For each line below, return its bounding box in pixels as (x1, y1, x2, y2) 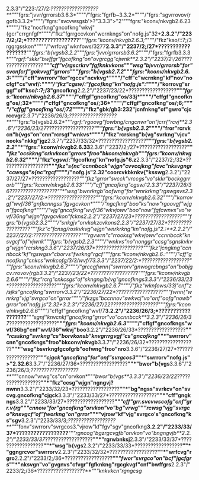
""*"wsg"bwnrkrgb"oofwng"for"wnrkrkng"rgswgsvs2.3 (57, 188, 193, 194)
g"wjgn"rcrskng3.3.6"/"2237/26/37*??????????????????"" (6, 244, 148, 251)
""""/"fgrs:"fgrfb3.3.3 (138, 49, 191, 56)
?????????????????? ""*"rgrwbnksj (44, 436, 130, 443)
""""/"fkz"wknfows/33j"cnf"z (120, 282, 192, 289)
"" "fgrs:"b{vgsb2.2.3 (43, 238, 95, 245)
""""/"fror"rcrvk (149, 124, 191, 132)
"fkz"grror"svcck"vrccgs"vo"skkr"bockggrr (84, 175, 191, 182)
